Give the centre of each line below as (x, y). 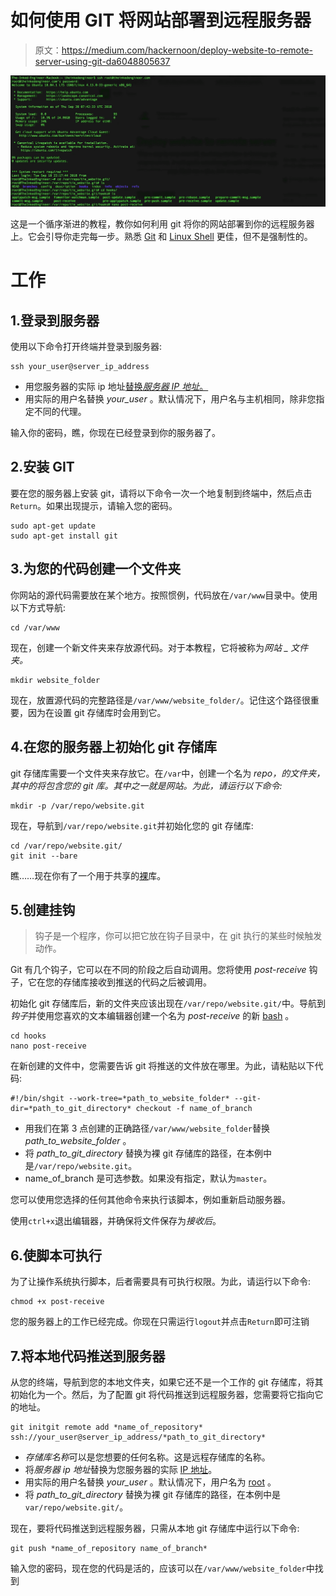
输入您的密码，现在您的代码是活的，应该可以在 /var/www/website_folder (158, 1568)
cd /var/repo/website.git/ (66, 846)
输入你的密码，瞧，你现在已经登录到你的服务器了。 (115, 433)
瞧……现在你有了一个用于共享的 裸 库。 (88, 875)
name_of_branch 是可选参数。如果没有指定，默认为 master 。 (148, 1178)
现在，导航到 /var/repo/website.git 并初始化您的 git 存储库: (132, 825)
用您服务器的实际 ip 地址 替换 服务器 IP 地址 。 (116, 387)
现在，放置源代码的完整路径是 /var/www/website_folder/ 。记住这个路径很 (160, 700)
